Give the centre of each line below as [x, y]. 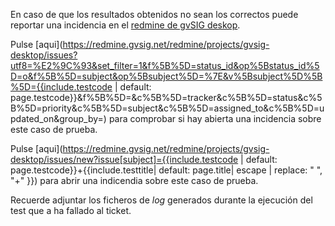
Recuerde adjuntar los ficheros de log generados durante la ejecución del [161, 200]
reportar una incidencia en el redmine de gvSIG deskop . [125, 25]
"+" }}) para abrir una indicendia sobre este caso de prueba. [134, 180]
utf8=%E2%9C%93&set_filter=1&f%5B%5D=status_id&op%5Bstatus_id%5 [165, 65]
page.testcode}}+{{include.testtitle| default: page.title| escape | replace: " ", [166, 170]
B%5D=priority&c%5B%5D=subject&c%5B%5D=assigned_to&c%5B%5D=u [167, 108]
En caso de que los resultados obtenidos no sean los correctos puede [154, 14]
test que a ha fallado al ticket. [71, 210]
